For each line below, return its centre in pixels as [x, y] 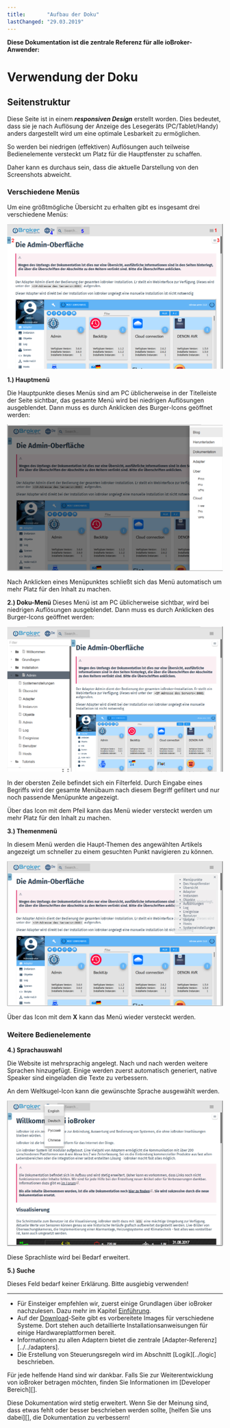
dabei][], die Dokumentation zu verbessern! [68, 1418]
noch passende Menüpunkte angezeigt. [63, 797]
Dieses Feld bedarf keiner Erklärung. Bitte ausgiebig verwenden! [98, 1284]
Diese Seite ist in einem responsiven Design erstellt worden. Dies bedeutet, [114, 119]
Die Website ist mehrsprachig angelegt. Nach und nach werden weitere [107, 1063]
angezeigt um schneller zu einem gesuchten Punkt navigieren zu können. [111, 851]
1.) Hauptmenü [28, 380]
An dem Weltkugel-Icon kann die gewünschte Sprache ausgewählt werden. [114, 1091]
